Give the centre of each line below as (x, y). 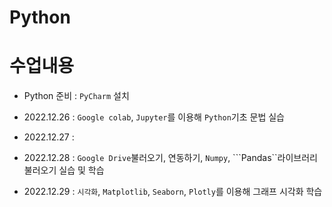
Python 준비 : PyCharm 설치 (76, 96)
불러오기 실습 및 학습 (64, 170)
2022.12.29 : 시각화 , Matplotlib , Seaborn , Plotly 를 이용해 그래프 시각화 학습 (173, 192)
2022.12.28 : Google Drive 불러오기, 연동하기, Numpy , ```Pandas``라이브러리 (171, 158)
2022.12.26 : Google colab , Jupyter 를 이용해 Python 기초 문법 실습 (154, 117)
